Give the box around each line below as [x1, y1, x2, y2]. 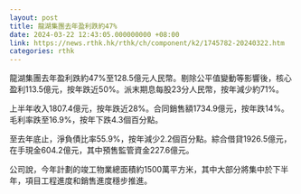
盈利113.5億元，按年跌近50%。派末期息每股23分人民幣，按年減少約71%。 [9, 84, 285, 95]
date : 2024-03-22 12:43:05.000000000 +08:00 [9, 30, 180, 39]
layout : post [9, 13, 59, 23]
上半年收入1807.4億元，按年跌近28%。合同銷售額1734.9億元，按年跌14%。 [9, 103, 289, 114]
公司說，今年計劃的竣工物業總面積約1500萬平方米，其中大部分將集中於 [9, 164, 273, 175]
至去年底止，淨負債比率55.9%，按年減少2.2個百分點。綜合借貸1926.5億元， [9, 134, 292, 144]
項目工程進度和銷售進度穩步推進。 [24, 175, 152, 186]
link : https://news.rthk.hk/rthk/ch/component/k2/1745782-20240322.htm [9, 38, 285, 48]
